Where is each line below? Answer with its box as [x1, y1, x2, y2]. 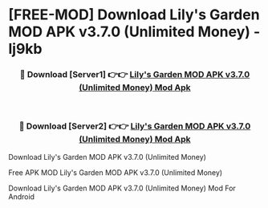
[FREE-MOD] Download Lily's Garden [8, 6, 260, 24]
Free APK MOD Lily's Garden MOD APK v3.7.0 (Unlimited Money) [8, 167, 223, 177]
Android [8, 191, 35, 202]
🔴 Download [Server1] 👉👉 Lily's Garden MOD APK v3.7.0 [19, 69, 250, 80]
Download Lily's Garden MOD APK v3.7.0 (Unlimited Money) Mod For [8, 183, 237, 193]
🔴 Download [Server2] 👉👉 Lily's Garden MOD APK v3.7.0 [18, 120, 251, 132]
